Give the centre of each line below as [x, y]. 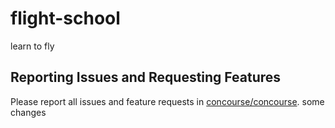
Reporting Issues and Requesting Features [146, 77]
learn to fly [32, 46]
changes [28, 112]
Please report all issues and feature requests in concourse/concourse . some [167, 101]
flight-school [65, 18]
